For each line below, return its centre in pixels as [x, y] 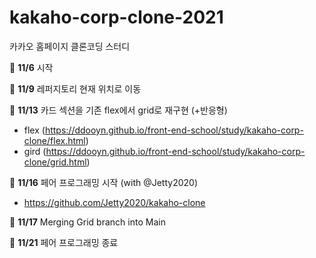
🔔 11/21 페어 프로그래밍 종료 [64, 242]
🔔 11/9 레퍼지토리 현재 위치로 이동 [75, 88]
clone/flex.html [54, 140]
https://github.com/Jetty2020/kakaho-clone [114, 202]
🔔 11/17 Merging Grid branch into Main [87, 222]
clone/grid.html [55, 162]
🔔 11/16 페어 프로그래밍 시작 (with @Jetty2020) [104, 182]
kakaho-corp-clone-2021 [116, 17]
